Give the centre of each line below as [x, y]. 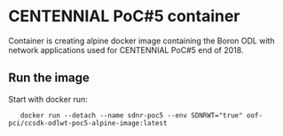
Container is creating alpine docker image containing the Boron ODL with [142, 41]
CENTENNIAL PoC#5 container [124, 16]
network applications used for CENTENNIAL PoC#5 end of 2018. [126, 49]
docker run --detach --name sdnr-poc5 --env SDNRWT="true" [131, 115]
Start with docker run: [48, 99]
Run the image [49, 78]
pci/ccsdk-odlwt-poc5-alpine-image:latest [88, 123]
